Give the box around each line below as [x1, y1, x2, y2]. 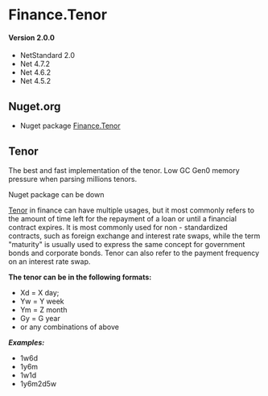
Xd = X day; [19, 288, 60, 298]
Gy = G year [19, 314, 60, 324]
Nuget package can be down [8, 190, 105, 200]
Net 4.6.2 [19, 68, 52, 77]
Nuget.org [8, 99, 61, 113]
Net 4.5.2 [19, 76, 51, 86]
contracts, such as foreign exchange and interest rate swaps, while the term [8, 231, 261, 241]
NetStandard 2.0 [19, 51, 75, 60]
